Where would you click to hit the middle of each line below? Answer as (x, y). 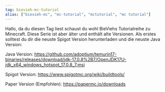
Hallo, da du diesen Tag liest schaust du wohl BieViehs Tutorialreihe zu (78, 28)
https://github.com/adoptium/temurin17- (75, 54)
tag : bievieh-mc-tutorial (32, 10)
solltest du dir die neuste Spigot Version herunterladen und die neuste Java (83, 39)
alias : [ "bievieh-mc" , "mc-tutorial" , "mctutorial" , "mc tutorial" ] (78, 14)
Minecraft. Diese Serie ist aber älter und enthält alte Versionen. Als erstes (81, 34)
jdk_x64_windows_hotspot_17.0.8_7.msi (45, 65)
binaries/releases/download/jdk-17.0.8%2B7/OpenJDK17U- (66, 59)
